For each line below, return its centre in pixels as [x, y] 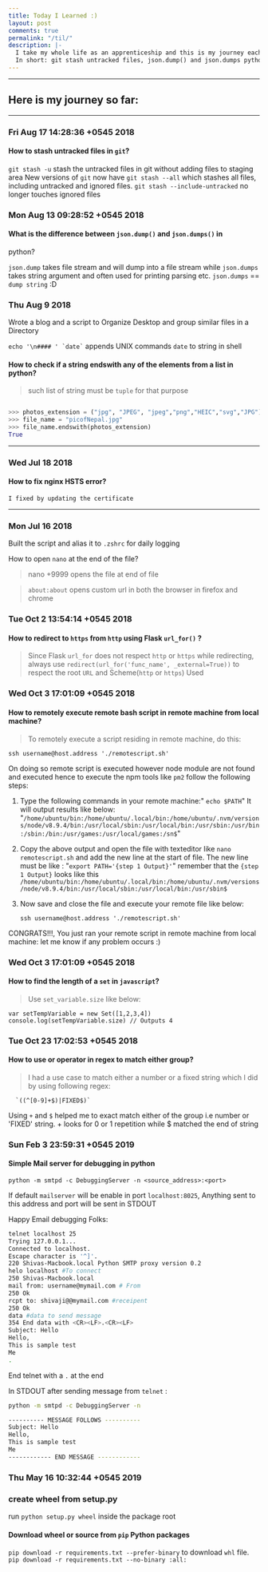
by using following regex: [69, 1086]
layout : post [30, 23]
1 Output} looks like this [59, 874]
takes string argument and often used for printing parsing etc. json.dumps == [134, 276]
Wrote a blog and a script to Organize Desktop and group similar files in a [128, 322]
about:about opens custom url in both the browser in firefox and [132, 590]
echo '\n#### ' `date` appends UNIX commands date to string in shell [125, 346]
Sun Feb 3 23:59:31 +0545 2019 [71, 1145]
